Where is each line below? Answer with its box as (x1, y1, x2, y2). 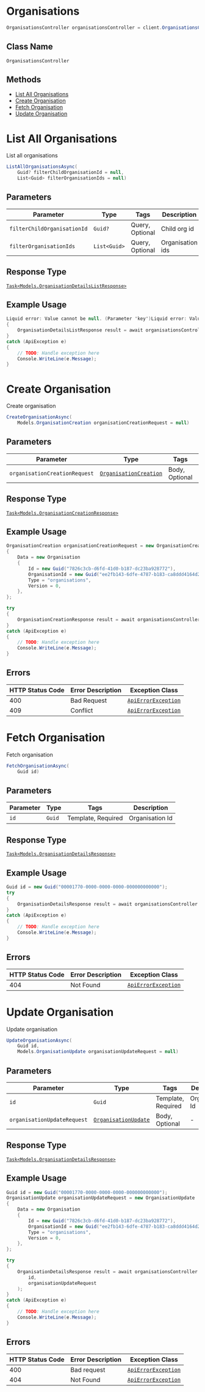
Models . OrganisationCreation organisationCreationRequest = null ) (17, 420, 190, 426)
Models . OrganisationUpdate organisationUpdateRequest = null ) (17, 1049, 179, 1055)
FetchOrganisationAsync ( (6, 763, 70, 769)
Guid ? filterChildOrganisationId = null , (17, 170, 124, 176)
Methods (6, 75, 41, 85)
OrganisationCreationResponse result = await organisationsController (17, 616, 201, 622)
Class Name (6, 42, 53, 52)
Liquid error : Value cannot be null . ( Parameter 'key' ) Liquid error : (6, 316, 187, 322)
